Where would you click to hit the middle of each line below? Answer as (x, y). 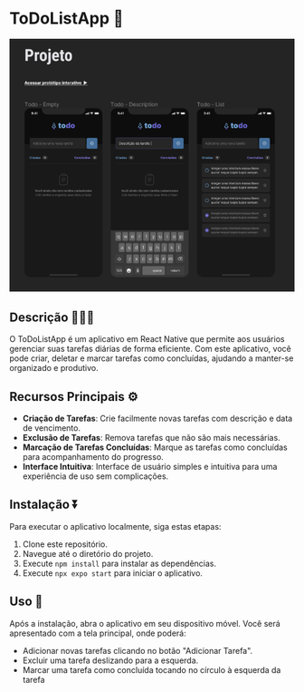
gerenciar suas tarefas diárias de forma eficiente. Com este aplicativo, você (150, 349)
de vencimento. (52, 428)
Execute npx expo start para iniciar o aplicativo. (113, 573)
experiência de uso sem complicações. (95, 476)
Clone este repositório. (65, 544)
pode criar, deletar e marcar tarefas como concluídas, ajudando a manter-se (152, 358)
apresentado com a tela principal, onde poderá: (98, 633)
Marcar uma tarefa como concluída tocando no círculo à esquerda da (152, 669)
